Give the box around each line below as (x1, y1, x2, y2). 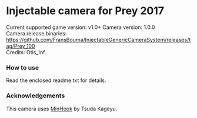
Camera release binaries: (6, 29, 67, 37)
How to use (6, 63, 39, 71)
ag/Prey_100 (6, 42, 35, 50)
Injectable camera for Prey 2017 (6, 4, 165, 18)
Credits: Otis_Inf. (6, 48, 46, 55)
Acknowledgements (6, 91, 65, 100)
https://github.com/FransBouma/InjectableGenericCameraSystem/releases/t (6, 36, 191, 43)
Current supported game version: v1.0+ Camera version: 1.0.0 (6, 24, 155, 31)
